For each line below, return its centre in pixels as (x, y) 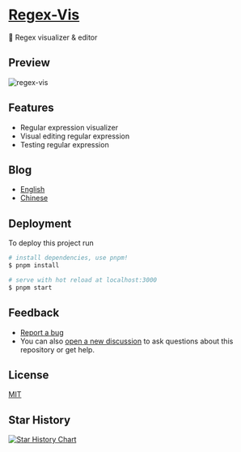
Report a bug (42, 332)
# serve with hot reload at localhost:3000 (83, 280)
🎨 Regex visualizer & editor (53, 37)
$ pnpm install (34, 266)
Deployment (40, 223)
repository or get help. (57, 349)
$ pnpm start (30, 288)
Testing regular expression (64, 144)
